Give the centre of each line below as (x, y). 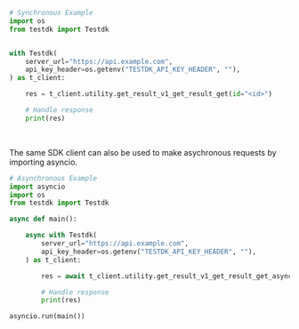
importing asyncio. (44, 162)
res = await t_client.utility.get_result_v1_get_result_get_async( (169, 276)
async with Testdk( (61, 236)
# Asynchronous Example (53, 178)
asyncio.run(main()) (48, 317)
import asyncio (37, 187)
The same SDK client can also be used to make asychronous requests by (143, 152)
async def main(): (43, 219)
